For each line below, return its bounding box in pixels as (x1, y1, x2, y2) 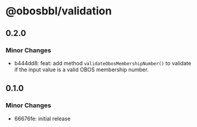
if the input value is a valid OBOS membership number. (14, 66, 149, 73)
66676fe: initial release (14, 115, 71, 122)
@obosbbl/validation (5, 4, 112, 18)
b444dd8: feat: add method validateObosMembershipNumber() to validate (14, 59, 192, 66)
